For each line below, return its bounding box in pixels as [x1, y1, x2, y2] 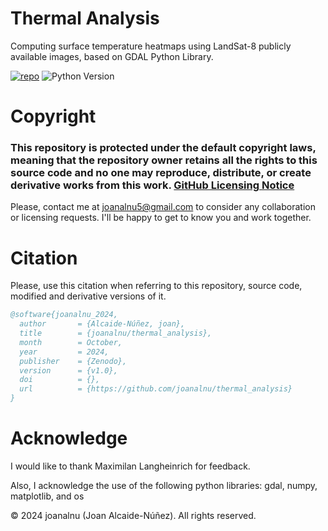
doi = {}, [19, 375, 101, 385]
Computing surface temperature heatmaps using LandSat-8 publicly [10, 40, 292, 52]
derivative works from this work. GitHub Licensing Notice [10, 178, 295, 192]
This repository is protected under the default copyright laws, [10, 141, 317, 155]
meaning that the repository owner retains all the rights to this [10, 153, 318, 167]
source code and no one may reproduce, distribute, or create [10, 166, 312, 180]
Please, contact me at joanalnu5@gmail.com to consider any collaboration [10, 201, 316, 213]
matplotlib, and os [10, 490, 85, 502]
